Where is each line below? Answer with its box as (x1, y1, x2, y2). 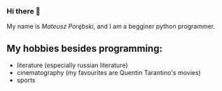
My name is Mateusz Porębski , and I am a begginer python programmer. (6, 22, 216, 31)
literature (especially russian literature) (16, 61, 128, 69)
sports (16, 76, 36, 85)
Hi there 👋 (6, 6, 41, 16)
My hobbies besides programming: (6, 42, 162, 55)
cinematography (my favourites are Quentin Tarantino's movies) (16, 69, 201, 77)
